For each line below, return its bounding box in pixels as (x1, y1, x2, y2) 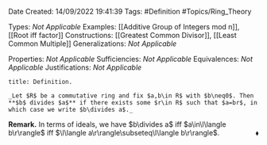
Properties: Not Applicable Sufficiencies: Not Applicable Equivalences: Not (8, 55, 253, 63)
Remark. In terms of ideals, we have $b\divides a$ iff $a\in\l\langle (8, 120, 226, 129)
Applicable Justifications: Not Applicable (8, 63, 142, 72)
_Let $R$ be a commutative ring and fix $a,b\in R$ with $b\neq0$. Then (8, 92, 254, 100)
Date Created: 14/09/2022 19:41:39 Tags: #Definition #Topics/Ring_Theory (8, 7, 252, 16)
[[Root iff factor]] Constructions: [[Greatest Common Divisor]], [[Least (8, 31, 237, 40)
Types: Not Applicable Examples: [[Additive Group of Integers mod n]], (8, 22, 240, 31)
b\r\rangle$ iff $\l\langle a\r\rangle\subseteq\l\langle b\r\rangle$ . (8, 128, 220, 137)
